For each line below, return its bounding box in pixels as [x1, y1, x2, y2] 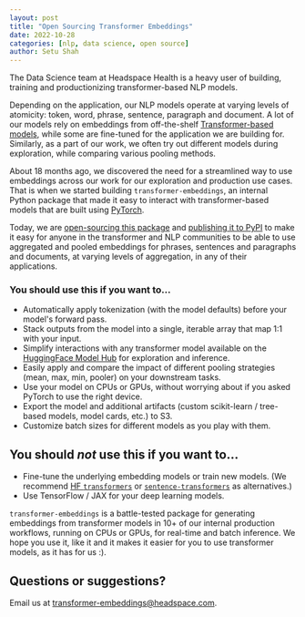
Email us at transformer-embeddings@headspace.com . [9, 598, 218, 609]
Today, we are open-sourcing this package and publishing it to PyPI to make [9, 222, 295, 233]
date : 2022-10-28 [9, 30, 76, 39]
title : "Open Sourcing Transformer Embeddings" [9, 22, 194, 31]
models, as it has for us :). [9, 547, 107, 558]
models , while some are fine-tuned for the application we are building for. [9, 129, 285, 139]
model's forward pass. [22, 314, 107, 324]
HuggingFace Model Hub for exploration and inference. [22, 353, 230, 364]
